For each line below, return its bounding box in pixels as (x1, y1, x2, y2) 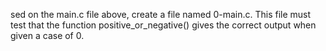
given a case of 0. (10, 30, 85, 41)
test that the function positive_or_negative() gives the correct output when (10, 19, 317, 31)
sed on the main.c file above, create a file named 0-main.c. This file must (10, 9, 312, 20)
